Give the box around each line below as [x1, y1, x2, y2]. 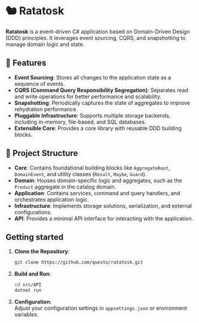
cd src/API [14, 282, 42, 288]
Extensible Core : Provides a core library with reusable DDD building [14, 124, 182, 131]
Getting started [5, 232, 64, 242]
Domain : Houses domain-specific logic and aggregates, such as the [14, 177, 183, 184]
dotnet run [14, 287, 42, 294]
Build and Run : [14, 270, 51, 278]
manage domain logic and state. [5, 41, 85, 48]
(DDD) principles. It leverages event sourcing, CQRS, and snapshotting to [5, 34, 186, 41]
